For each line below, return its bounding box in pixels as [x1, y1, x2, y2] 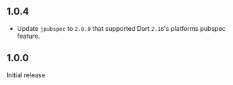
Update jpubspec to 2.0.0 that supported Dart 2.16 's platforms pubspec [16, 24, 226, 32]
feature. [16, 32, 40, 40]
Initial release [6, 70, 45, 79]
